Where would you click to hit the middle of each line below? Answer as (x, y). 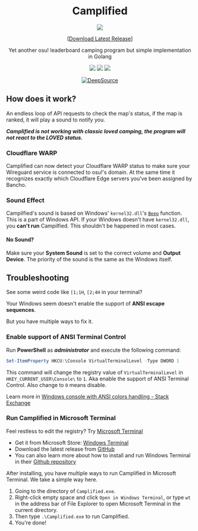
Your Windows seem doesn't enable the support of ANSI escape (86, 304)
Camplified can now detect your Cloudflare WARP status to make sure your (98, 166)
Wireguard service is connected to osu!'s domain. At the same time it (91, 172)
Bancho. (16, 185)
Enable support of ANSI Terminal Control (66, 337)
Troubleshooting (38, 278)
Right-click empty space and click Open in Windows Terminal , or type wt (103, 497)
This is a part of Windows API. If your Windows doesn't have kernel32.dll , (98, 220)
